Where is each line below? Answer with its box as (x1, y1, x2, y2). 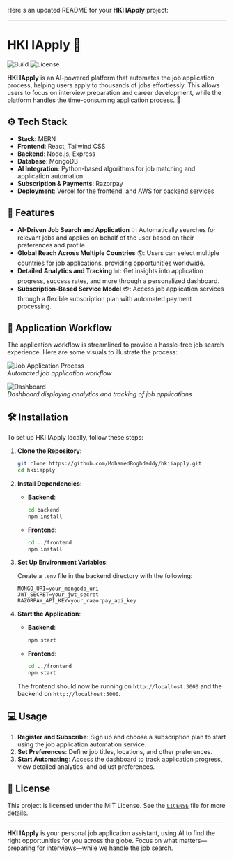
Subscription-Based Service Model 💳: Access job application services (17, 284, 224, 293)
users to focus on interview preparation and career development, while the (7, 88, 221, 96)
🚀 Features (7, 207, 55, 219)
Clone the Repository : (17, 447, 82, 455)
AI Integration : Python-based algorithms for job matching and (17, 164, 196, 173)
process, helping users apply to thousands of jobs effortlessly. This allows (7, 80, 220, 89)
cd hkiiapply (17, 467, 56, 474)
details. (7, 809, 29, 817)
